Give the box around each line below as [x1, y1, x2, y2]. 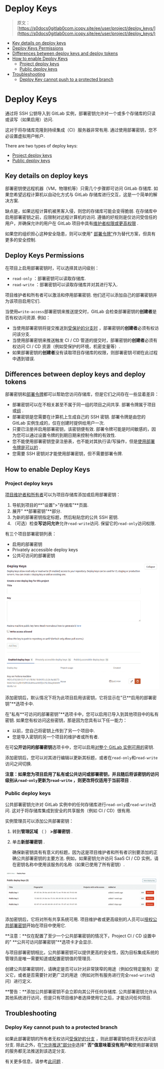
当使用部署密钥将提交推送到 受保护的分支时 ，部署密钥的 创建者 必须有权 [12, 325, 155, 331]
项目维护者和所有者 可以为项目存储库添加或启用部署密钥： [5, 492, 121, 497]
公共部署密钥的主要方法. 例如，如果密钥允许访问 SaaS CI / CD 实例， [16, 855, 155, 861]
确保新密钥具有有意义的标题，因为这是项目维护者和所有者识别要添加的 [12, 849, 154, 855]
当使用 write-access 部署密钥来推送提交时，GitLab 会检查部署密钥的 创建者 [5, 308, 153, 314]
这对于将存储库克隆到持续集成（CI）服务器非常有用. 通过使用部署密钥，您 [5, 127, 153, 133]
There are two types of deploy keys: [5, 143, 78, 148]
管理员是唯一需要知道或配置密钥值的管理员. [5, 955, 92, 961]
